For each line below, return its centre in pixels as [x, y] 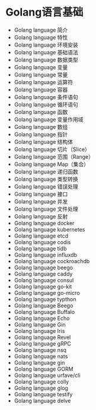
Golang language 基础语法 [46, 52]
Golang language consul [44, 280]
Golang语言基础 [44, 12]
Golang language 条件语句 [46, 97]
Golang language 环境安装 [46, 45]
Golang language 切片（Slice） [52, 149]
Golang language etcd [41, 236]
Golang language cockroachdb [52, 261]
